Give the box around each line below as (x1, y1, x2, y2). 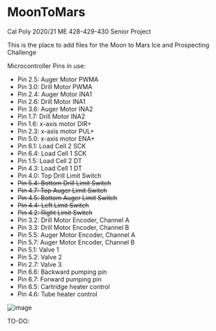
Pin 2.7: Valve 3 (17, 260, 62, 268)
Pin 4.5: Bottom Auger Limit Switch (17, 193, 118, 202)
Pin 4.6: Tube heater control (17, 290, 98, 298)
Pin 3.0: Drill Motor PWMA (17, 82, 93, 91)
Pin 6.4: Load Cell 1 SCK (17, 149, 87, 157)
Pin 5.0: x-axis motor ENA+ (17, 134, 95, 143)
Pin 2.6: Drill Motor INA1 (17, 97, 86, 105)
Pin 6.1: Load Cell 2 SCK (17, 141, 86, 150)
